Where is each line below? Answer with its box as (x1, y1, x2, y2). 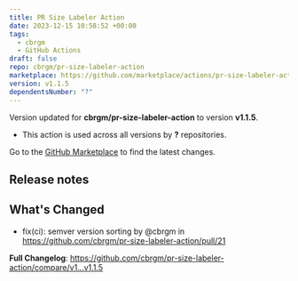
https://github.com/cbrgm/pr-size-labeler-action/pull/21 (21, 235, 226, 245)
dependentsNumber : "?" (9, 87, 93, 96)
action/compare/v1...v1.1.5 (9, 261, 104, 272)
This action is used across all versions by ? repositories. (21, 129, 227, 140)
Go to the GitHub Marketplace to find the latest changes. (9, 146, 216, 157)
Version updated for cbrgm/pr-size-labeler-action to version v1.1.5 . (9, 112, 259, 123)
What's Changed (9, 202, 105, 218)
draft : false (9, 54, 58, 63)
